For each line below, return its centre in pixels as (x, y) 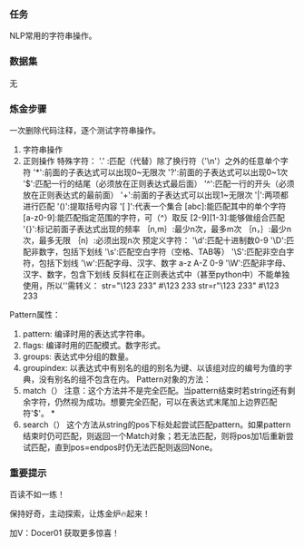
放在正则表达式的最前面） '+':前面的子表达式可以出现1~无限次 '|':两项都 (155, 195)
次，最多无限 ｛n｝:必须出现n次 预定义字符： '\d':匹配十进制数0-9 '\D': (154, 240)
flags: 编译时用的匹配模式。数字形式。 (94, 345)
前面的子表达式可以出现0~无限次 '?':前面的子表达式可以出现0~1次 (166, 172)
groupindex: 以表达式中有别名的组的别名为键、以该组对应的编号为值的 (153, 367)
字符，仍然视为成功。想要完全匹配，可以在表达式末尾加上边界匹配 (154, 402)
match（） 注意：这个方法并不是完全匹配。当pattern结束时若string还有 (155, 390)
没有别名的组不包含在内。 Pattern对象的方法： (125, 379)
